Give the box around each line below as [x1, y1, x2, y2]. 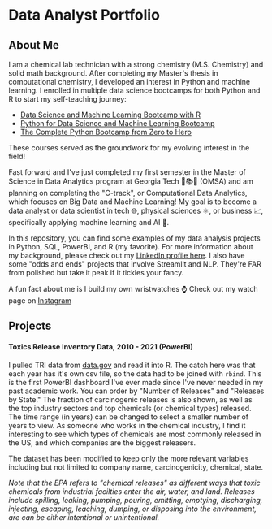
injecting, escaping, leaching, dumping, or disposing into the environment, [8, 504, 257, 514]
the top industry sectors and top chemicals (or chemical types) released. [8, 403, 252, 413]
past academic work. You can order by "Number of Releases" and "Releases [8, 386, 265, 396]
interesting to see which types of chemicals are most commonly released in [8, 429, 261, 439]
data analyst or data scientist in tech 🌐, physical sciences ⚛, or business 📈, [8, 206, 264, 215]
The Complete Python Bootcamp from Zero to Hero [19, 128, 192, 137]
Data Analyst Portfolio [8, 6, 161, 24]
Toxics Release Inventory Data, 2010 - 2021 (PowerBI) [8, 341, 193, 351]
